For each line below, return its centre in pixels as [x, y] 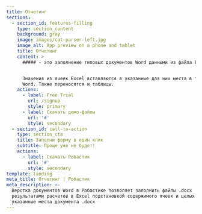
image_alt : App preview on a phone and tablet [76, 46]
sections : [19, 17]
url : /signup [44, 101]
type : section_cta [40, 134]
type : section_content [45, 29]
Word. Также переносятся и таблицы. [68, 84]
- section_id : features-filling [52, 23]
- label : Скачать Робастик [56, 157]
